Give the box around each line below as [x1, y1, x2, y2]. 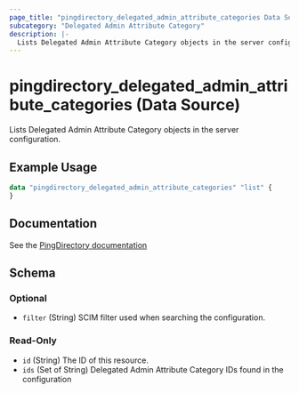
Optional [9, 292, 47, 304]
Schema [9, 265, 56, 280]
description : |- [9, 29, 69, 38]
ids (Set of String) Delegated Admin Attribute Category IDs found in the [21, 364, 284, 374]
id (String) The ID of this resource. [21, 355, 149, 365]
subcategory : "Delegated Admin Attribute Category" [9, 21, 205, 30]
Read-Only [9, 334, 58, 347]
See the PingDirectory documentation [9, 239, 148, 250]
